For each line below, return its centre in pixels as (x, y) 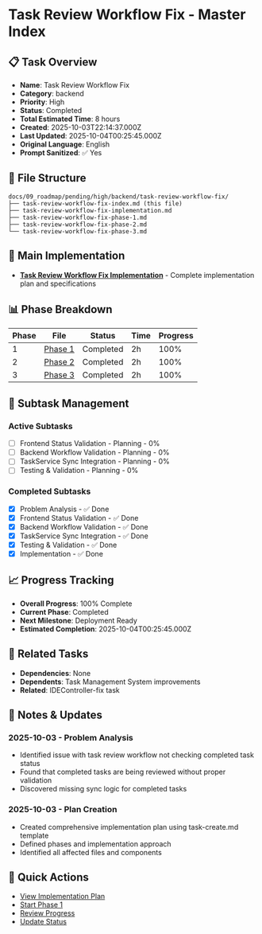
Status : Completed (51, 110)
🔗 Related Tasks (48, 654)
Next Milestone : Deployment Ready (78, 620)
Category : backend (52, 94)
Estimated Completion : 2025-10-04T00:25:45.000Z (106, 629)
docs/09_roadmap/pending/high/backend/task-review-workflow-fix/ (118, 197)
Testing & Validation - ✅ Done (68, 545)
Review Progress (47, 913)
